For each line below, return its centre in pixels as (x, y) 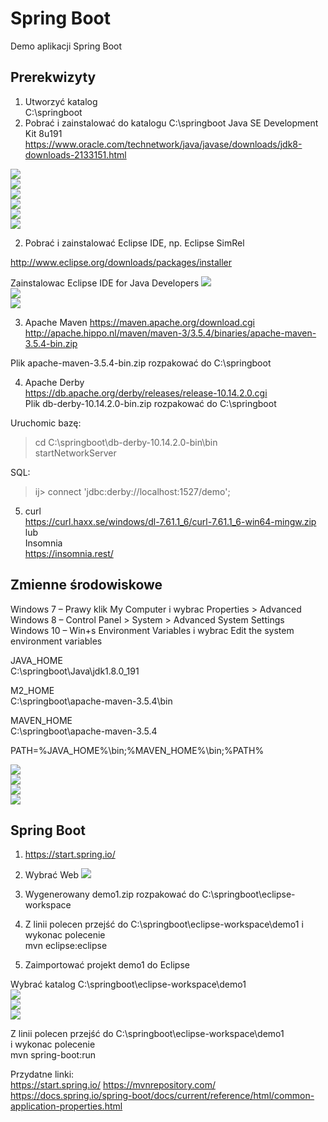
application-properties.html (66, 1106)
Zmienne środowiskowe (86, 585)
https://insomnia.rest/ (69, 553)
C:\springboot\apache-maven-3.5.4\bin (91, 701)
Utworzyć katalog (61, 101)
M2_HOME (32, 690)
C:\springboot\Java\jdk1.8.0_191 (75, 671)
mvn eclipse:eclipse (66, 946)
